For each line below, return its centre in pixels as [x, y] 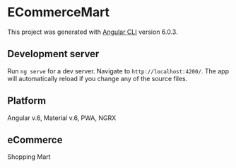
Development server [53, 54]
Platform [27, 101]
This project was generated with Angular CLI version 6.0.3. [93, 32]
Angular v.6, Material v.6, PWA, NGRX [62, 118]
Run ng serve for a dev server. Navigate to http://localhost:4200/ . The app [118, 71]
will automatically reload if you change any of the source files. [98, 78]
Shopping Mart [29, 157]
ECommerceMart [59, 12]
